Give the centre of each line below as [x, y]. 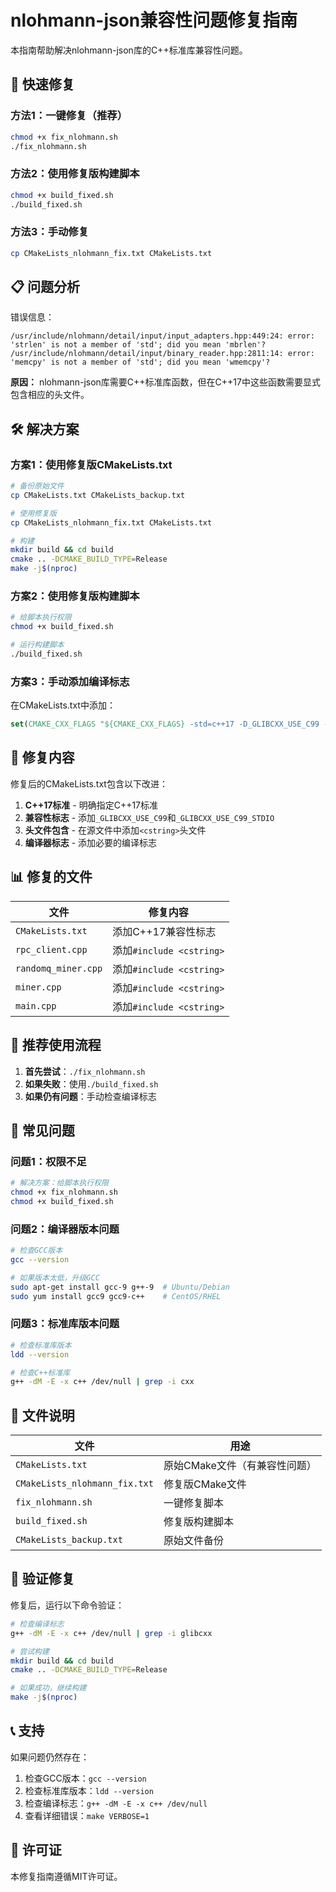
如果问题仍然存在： [50, 1757]
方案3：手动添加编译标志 [70, 681]
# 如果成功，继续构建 [48, 1688]
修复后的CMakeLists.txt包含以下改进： [89, 783]
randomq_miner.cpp [59, 968]
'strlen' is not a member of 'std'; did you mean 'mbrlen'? [138, 345]
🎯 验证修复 [42, 1579]
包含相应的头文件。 [50, 395]
